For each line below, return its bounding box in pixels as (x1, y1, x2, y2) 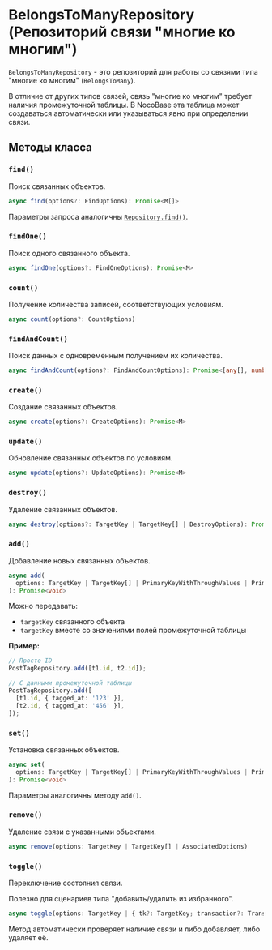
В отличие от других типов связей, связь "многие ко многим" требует (8, 91, 253, 101)
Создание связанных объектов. (8, 402, 118, 412)
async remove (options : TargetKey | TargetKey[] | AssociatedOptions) (8, 842, 249, 850)
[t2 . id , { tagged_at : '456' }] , (15, 701, 125, 710)
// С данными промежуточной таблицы (8, 679, 132, 687)
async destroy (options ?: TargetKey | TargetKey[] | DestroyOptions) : (8, 520, 249, 528)
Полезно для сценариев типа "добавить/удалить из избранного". (8, 893, 234, 903)
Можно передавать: (8, 601, 79, 611)
